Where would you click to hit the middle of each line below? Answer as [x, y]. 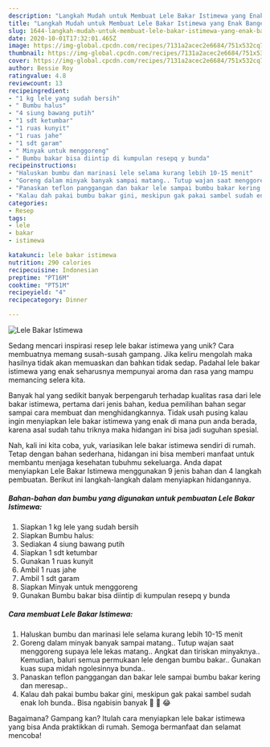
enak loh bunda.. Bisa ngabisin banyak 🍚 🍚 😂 [95, 703]
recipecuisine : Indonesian [53, 270]
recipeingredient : [39, 91]
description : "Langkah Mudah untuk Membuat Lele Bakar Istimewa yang [127, 16]
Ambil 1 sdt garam [50, 578]
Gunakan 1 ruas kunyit [57, 561]
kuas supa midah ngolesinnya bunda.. [83, 668]
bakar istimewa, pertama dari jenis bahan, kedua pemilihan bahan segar [127, 404]
